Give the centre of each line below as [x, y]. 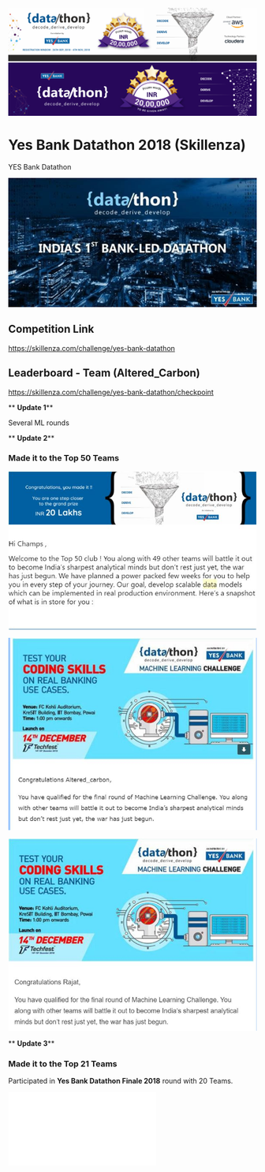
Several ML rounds [39, 423]
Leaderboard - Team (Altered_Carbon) [105, 373]
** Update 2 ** [32, 438]
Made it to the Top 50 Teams [64, 458]
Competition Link [51, 329]
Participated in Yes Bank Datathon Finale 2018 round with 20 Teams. [121, 1081]
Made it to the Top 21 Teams [63, 1063]
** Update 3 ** [32, 1043]
